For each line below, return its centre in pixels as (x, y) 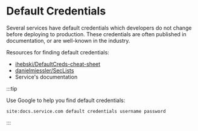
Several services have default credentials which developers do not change (99, 28)
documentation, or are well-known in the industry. (68, 40)
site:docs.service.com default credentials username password (86, 111)
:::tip (12, 88)
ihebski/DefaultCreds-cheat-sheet (58, 64)
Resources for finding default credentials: (58, 52)
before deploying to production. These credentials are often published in (96, 34)
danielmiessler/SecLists (44, 70)
